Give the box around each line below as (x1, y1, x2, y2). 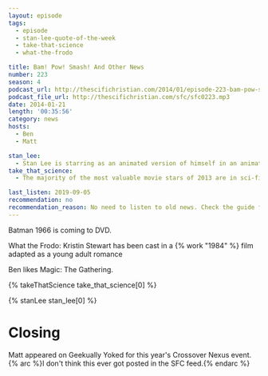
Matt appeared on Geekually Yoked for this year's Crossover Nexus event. (8, 350, 252, 359)
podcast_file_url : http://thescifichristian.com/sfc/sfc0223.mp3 (8, 93, 230, 101)
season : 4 (8, 77, 41, 86)
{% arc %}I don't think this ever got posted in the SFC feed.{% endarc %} (8, 358, 250, 368)
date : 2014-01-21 (8, 101, 66, 109)
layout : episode (8, 11, 62, 20)
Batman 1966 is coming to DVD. (8, 225, 112, 235)
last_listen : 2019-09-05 (8, 188, 91, 196)
